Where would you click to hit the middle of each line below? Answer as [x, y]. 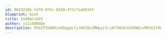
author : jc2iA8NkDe [25, 23]
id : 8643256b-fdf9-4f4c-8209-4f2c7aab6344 [49, 10]
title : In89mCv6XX [24, 19]
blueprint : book [22, 14]
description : [19, 28]
